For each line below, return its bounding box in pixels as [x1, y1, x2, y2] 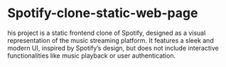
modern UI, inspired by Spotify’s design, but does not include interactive [7, 43, 219, 52]
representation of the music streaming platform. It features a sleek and [7, 36, 215, 44]
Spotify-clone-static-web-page [7, 5, 198, 21]
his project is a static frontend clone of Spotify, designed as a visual [7, 29, 206, 37]
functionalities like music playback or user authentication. [7, 51, 176, 60]
